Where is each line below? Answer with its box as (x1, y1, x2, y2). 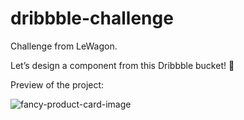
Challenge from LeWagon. (10, 40, 118, 52)
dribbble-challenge (10, 7, 174, 30)
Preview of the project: (10, 78, 105, 91)
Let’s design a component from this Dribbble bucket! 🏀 (10, 59, 235, 71)
